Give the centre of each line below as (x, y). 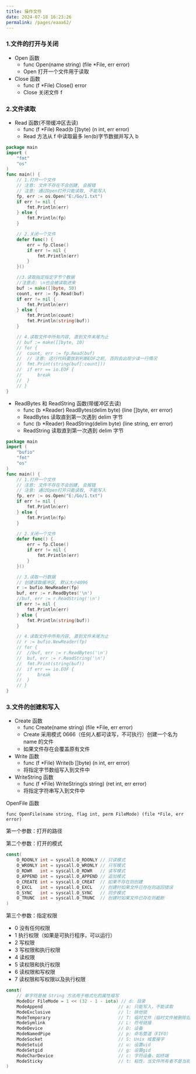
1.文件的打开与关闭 (32, 44)
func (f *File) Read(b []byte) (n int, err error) (76, 129)
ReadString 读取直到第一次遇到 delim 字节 (73, 430)
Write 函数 (27, 757)
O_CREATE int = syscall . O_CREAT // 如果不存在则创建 (80, 882)
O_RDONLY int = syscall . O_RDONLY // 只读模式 (71, 860)
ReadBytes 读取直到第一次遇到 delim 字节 (73, 417)
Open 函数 (27, 58)
